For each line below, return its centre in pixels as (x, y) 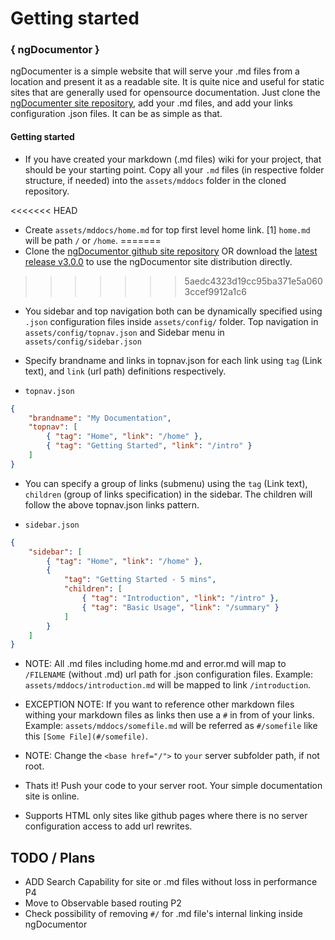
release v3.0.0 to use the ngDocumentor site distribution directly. (158, 261)
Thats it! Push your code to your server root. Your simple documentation (173, 786)
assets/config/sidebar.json (83, 342)
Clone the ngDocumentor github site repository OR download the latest (171, 251)
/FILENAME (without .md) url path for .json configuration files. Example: (168, 674)
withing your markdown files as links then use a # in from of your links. (169, 715)
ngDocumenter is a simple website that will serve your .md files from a (155, 71)
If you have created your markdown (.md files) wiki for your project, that (173, 159)
